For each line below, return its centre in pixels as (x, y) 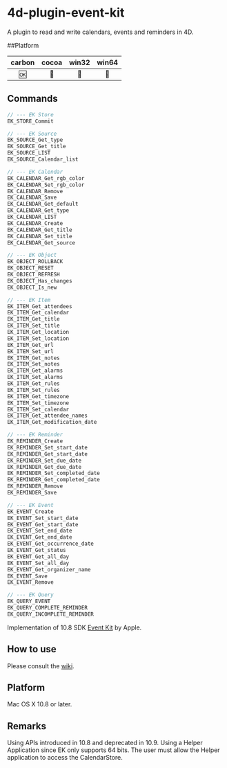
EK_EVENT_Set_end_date (40, 531)
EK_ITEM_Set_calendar (38, 409)
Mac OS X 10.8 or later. (40, 704)
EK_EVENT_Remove (30, 582)
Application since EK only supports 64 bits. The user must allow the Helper (113, 750)
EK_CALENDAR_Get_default (43, 204)
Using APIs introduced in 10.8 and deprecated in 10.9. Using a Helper (105, 743)
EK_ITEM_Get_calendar (38, 313)
